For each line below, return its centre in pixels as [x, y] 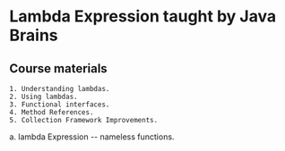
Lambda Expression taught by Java [142, 17]
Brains [34, 35]
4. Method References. [52, 113]
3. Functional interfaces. [60, 105]
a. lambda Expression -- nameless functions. [92, 137]
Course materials [58, 68]
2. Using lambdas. [43, 96]
